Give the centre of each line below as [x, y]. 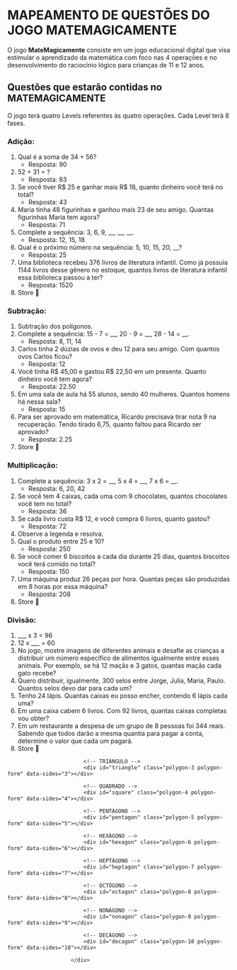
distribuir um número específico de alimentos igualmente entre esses [118, 658]
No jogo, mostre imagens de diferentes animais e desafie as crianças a [121, 650]
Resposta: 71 [47, 225]
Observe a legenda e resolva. [60, 534]
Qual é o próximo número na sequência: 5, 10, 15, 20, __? [100, 248]
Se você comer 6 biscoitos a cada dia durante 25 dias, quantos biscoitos [123, 556]
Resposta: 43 [47, 202]
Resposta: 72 [47, 526]
